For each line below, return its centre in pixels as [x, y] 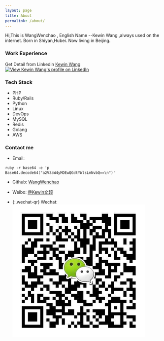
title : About [18, 16]
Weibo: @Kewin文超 [33, 192]
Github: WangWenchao [36, 182]
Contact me [19, 147]
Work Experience [26, 53]
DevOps [20, 114]
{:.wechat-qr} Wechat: [35, 202]
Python [19, 103]
